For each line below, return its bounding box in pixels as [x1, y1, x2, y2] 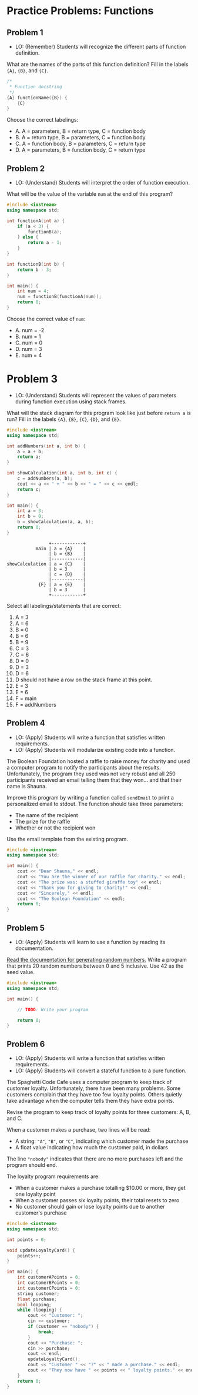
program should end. [6, 1162, 58, 1169]
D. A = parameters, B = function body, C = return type [15, 146, 146, 153]
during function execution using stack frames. [15, 398, 127, 405]
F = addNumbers [15, 701, 56, 708]
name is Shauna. [6, 782, 47, 790]
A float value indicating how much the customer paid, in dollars [15, 1144, 168, 1151]
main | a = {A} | [35, 546, 86, 551]
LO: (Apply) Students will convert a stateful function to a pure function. [15, 1067, 187, 1074]
